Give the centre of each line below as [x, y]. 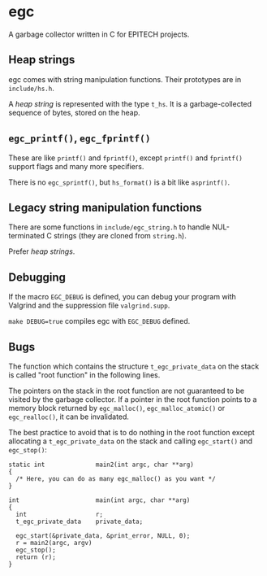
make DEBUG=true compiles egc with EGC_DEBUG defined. [99, 321]
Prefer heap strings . [42, 251]
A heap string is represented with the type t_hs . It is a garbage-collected [130, 103]
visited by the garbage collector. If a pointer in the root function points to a [133, 399]
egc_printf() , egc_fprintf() [80, 138]
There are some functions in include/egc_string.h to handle [110, 227]
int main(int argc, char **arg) [99, 500]
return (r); [36, 557]
